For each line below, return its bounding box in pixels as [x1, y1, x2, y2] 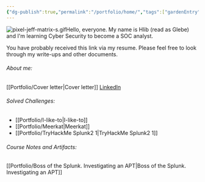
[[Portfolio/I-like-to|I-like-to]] [15, 117, 88, 124]
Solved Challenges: [6, 97, 56, 104]
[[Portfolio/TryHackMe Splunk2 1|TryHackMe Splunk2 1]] [15, 129, 158, 137]
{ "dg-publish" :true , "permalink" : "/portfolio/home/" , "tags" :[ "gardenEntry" [6, 9, 201, 15]
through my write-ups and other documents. [6, 50, 118, 58]
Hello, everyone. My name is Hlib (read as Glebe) [66, 26, 189, 33]
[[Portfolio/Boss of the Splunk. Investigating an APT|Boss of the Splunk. [6, 162, 186, 170]
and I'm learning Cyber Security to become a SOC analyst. [6, 32, 154, 40]
